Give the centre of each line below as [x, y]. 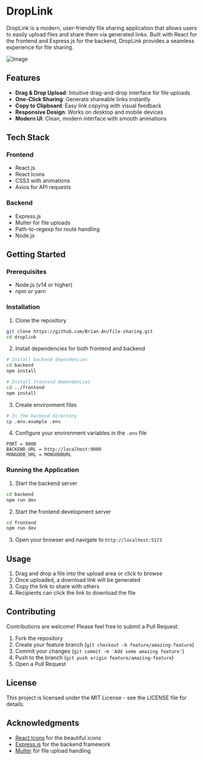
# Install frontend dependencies [48, 382]
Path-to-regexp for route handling [57, 229]
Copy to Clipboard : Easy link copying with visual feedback [88, 105]
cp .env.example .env [34, 422]
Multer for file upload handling [53, 750]
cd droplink [21, 337]
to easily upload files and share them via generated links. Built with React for [102, 34]
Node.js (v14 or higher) [44, 285]
